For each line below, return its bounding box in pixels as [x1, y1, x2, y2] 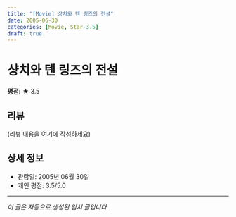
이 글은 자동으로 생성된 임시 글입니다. [7, 202, 109, 211]
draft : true [7, 30, 42, 37]
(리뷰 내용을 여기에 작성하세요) [7, 130, 91, 138]
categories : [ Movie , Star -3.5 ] [7, 23, 99, 30]
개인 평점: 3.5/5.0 [17, 181, 67, 190]
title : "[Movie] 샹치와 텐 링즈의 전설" [7, 10, 114, 18]
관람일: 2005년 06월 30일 [17, 172, 90, 180]
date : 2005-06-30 [7, 17, 58, 24]
